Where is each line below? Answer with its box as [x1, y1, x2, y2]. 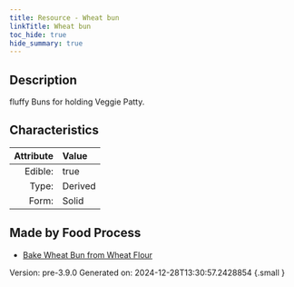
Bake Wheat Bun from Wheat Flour [22, 249, 152, 260]
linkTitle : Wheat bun [9, 22, 92, 31]
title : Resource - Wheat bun [9, 13, 120, 23]
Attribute [14, 149, 54, 162]
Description [9, 72, 77, 87]
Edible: [24, 164, 54, 177]
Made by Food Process [9, 225, 142, 241]
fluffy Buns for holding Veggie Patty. [9, 96, 145, 107]
